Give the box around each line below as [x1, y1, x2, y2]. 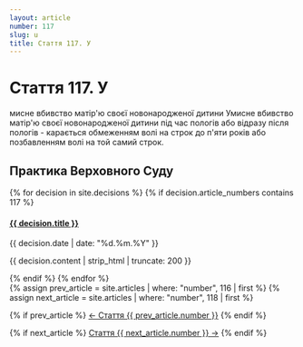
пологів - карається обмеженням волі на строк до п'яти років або [9, 127, 266, 138]
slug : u [9, 30, 39, 39]
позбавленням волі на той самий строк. [9, 137, 165, 148]
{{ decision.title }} [9, 217, 79, 228]
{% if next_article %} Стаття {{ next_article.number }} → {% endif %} [9, 328, 268, 339]
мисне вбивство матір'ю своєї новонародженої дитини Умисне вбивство [9, 108, 294, 119]
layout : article [9, 13, 71, 23]
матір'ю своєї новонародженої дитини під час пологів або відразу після [9, 117, 289, 128]
